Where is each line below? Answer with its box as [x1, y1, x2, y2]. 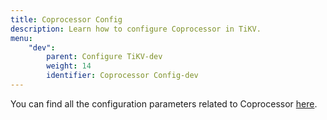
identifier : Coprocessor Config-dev [46, 71, 199, 81]
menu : [10, 33, 33, 43]
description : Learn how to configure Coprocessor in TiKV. [10, 24, 262, 34]
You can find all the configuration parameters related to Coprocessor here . [10, 97, 318, 110]
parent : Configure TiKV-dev [46, 52, 163, 62]
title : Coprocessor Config [10, 14, 123, 25]
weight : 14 [46, 61, 92, 71]
